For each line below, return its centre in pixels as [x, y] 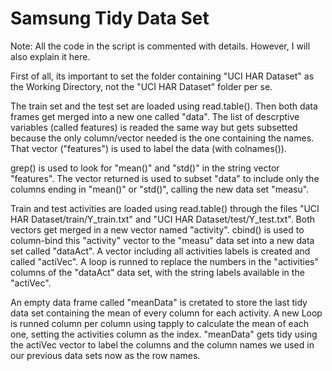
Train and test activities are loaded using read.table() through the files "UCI [165, 208]
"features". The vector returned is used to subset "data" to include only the [165, 178]
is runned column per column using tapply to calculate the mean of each [160, 323]
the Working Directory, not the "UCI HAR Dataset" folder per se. [141, 86]
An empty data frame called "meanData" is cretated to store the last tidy [159, 302]
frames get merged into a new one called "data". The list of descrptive [155, 116]
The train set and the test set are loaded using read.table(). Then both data [164, 106]
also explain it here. [50, 56]
